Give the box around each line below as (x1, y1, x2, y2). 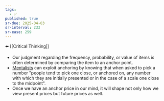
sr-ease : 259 (5, 30, 32, 34)
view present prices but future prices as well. (12, 91, 104, 96)
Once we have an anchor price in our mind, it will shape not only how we (12, 85, 159, 91)
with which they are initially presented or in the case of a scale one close (12, 75, 159, 81)
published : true (5, 16, 38, 21)
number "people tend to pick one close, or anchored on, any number (12, 70, 151, 76)
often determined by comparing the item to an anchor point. (12, 60, 133, 66)
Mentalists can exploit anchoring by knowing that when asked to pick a (12, 65, 156, 70)
